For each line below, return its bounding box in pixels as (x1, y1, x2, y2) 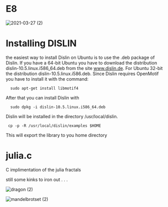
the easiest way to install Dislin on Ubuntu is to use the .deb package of (6, 54, 155, 60)
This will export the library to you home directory (6, 132, 108, 138)
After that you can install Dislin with (6, 94, 79, 100)
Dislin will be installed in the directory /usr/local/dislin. (6, 113, 118, 119)
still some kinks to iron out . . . (6, 176, 68, 183)
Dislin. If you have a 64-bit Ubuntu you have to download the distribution (6, 59, 157, 66)
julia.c (6, 150, 32, 161)
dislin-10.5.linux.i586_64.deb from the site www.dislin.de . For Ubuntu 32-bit (6, 65, 163, 71)
